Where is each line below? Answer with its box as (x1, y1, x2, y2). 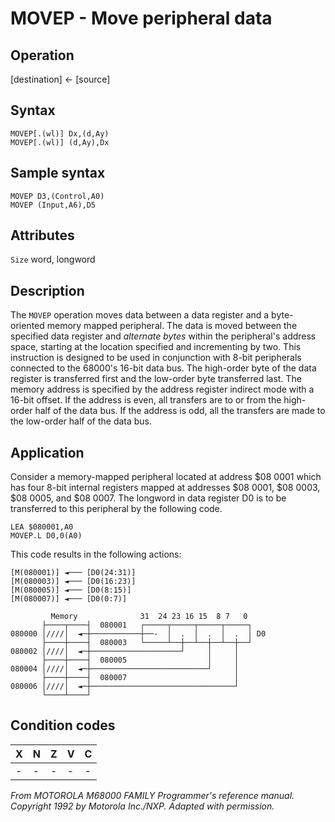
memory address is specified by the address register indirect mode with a (10, 383, 315, 396)
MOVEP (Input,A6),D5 (10, 200, 97, 210)
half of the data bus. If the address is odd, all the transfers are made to (34, 405, 326, 417)
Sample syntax (10, 165, 106, 182)
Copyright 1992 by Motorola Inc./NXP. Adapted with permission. (10, 800, 275, 812)
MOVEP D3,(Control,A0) (10, 191, 105, 201)
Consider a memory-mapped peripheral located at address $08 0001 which (10, 471, 322, 483)
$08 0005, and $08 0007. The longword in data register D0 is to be (10, 492, 287, 504)
